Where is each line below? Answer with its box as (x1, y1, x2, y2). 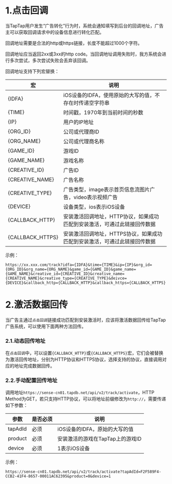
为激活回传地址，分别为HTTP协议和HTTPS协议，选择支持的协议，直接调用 (5, 356, 162, 362)
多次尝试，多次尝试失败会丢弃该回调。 (9, 57, 91, 63)
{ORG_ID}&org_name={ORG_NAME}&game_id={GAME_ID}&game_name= (5, 266, 137, 272)
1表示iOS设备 (57, 445, 90, 452)
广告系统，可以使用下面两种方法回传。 (5, 323, 86, 329)
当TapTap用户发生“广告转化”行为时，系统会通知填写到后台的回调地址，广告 (5, 23, 164, 29)
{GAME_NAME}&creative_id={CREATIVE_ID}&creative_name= (5, 271, 125, 276)
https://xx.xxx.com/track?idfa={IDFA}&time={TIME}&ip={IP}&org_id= (5, 262, 153, 267)
